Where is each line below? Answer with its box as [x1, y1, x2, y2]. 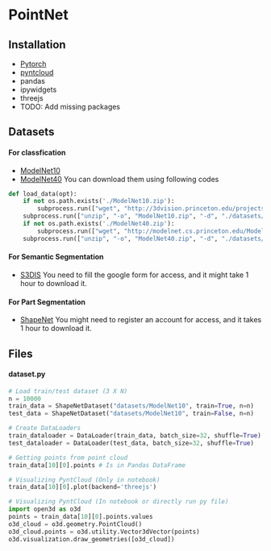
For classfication [8, 147, 66, 157]
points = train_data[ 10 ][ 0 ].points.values [8, 513, 153, 521]
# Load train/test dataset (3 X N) [8, 387, 128, 396]
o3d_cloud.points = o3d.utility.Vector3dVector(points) [8, 528, 200, 536]
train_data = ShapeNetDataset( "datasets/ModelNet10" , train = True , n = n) [8, 402, 254, 410]
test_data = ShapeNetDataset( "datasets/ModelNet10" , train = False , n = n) [8, 409, 254, 418]
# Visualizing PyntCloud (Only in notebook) [8, 475, 161, 484]
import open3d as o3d [8, 505, 81, 513]
